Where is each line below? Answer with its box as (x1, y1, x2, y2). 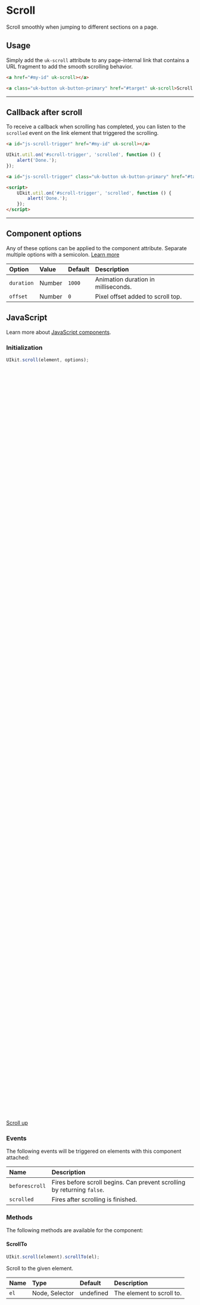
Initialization (6, 343, 43, 352)
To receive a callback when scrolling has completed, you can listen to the (6, 123, 186, 130)
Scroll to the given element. (6, 1264, 73, 1272)
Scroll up (6, 1119, 28, 1126)
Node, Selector (32, 1289, 74, 1297)
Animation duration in (95, 275, 155, 284)
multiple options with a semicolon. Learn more (6, 251, 120, 258)
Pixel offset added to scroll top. (95, 292, 182, 300)
